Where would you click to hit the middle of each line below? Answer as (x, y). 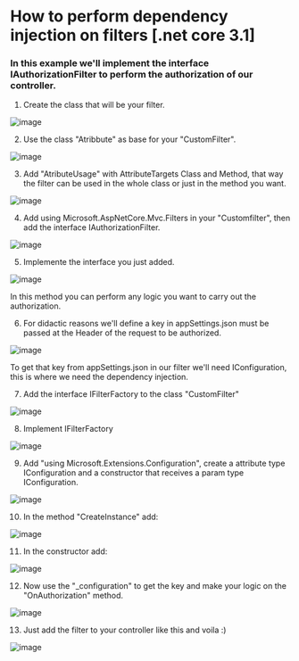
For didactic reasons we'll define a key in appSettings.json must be (146, 324)
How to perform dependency (119, 17)
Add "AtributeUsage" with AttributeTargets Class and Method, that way (153, 174)
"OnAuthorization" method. (73, 596)
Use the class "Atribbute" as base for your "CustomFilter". (129, 139)
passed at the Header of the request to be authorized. (122, 333)
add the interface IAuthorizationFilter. (91, 227)
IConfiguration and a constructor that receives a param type (133, 473)
